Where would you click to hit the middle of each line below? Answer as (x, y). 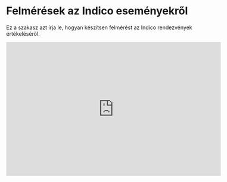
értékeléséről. (23, 33)
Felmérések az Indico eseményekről (97, 11)
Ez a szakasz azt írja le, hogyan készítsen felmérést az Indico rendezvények (99, 27)
